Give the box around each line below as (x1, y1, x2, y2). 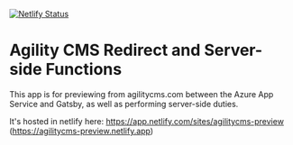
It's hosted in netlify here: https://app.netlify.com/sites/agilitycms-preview (9, 115, 284, 126)
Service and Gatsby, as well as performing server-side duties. (9, 98, 239, 109)
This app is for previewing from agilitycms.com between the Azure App (9, 88, 274, 99)
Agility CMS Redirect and (9, 41, 201, 60)
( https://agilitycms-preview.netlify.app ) (9, 125, 154, 136)
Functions (45, 59, 123, 80)
